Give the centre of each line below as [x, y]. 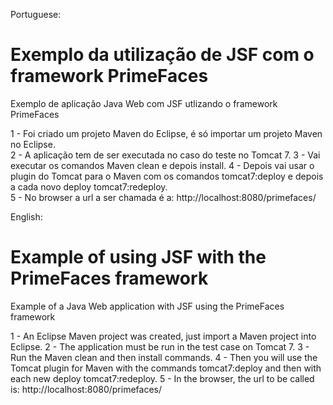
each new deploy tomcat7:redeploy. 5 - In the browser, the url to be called [162, 378]
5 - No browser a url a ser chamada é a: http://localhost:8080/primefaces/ [163, 197]
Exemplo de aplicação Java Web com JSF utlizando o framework [144, 103]
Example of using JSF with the [138, 257]
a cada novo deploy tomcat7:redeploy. [89, 186]
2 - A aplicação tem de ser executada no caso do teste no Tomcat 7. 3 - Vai [165, 155]
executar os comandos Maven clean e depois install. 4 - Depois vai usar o [162, 165]
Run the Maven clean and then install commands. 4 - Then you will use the [164, 357]
